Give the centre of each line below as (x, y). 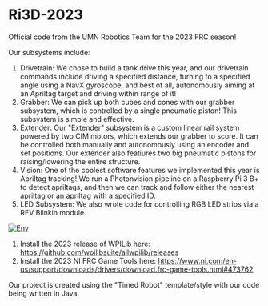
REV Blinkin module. (53, 212)
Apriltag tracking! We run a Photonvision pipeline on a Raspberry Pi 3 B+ (139, 179)
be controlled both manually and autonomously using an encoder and (134, 144)
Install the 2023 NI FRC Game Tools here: (88, 260)
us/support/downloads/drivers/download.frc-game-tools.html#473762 (136, 269)
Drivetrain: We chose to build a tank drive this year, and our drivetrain (134, 68)
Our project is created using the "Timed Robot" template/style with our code (134, 284)
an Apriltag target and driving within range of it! (98, 93)
